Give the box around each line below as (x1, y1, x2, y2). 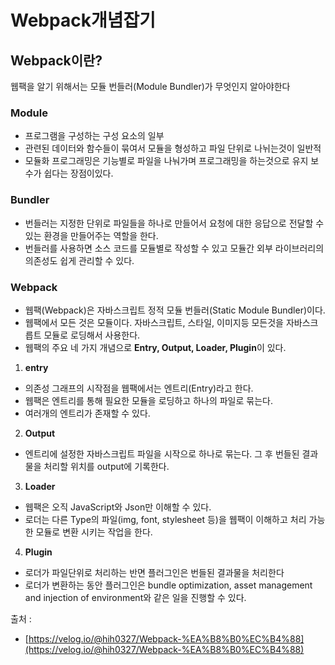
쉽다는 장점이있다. (43, 167, 114, 180)
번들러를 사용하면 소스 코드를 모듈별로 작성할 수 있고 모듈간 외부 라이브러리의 (24, 242, 325, 254)
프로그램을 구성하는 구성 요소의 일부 (24, 130, 165, 142)
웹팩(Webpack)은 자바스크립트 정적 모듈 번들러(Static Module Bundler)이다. (24, 304, 326, 316)
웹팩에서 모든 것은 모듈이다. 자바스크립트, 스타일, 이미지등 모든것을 (24, 316, 284, 328)
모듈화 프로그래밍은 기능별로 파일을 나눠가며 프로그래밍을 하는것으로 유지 (24, 155, 309, 167)
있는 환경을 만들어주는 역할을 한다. (24, 229, 159, 241)
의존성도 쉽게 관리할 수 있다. (24, 254, 135, 266)
